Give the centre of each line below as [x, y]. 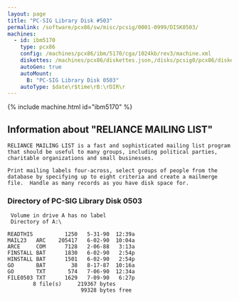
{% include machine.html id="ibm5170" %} [70, 107]
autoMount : [36, 73]
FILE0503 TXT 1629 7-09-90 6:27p [71, 278]
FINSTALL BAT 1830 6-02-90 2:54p [71, 253]
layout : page [27, 14]
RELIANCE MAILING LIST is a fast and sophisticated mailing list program [119, 146]
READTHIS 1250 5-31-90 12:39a [71, 234]
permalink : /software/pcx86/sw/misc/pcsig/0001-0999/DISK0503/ [103, 27]
